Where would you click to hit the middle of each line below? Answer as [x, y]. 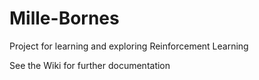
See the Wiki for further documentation [90, 65]
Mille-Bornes [64, 18]
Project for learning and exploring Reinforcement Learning [129, 46]
